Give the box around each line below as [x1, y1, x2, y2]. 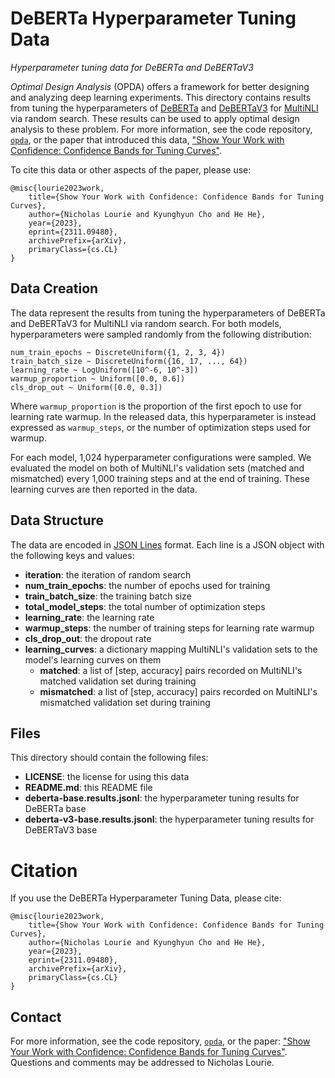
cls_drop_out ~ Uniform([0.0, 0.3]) [10, 382, 163, 392]
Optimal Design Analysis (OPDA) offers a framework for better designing [10, 80, 310, 92]
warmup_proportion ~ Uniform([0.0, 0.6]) [10, 373, 186, 384]
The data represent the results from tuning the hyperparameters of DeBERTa [10, 307, 326, 319]
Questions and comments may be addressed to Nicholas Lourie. [10, 1057, 275, 1069]
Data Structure [10, 512, 105, 529]
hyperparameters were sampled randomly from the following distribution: [10, 328, 312, 340]
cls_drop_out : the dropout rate [24, 632, 152, 644]
